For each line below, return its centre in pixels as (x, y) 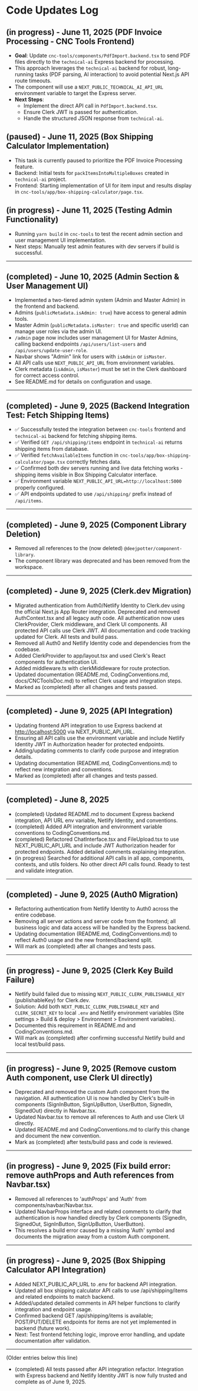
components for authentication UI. (56, 662)
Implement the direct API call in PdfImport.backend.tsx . (90, 106)
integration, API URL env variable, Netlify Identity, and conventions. (96, 820)
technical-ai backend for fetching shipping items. (76, 436)
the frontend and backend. (47, 306)
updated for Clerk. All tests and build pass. (66, 636)
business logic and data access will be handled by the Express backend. (103, 928)
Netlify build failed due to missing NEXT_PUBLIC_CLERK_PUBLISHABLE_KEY (99, 994)
